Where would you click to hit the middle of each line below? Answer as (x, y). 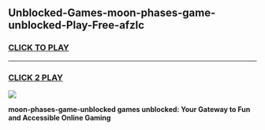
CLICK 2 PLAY (35, 77)
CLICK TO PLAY (39, 48)
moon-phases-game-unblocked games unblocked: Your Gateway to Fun (129, 109)
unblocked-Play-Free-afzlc (76, 26)
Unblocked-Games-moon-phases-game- (112, 13)
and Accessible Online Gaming (60, 117)
